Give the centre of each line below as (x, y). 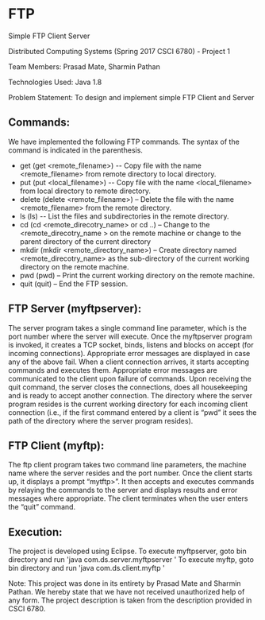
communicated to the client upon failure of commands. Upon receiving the (130, 378)
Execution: (35, 532)
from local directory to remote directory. (85, 191)
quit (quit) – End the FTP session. (74, 284)
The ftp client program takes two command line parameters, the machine (127, 465)
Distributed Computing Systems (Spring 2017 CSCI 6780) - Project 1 (119, 51)
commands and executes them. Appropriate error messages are (113, 370)
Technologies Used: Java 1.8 (55, 82)
